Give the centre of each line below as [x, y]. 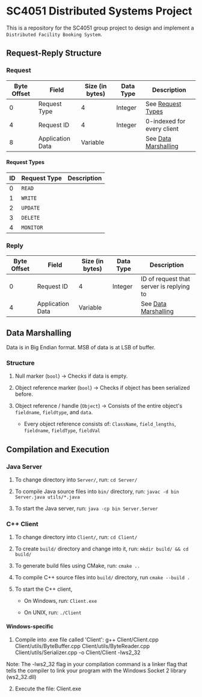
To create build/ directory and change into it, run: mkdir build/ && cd [102, 549]
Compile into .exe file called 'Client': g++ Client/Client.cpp [87, 640]
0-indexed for [165, 121]
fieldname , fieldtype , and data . [54, 412]
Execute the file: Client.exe [48, 689]
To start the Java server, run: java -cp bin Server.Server [86, 508]
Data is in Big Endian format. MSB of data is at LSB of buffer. [81, 347]
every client [162, 129]
